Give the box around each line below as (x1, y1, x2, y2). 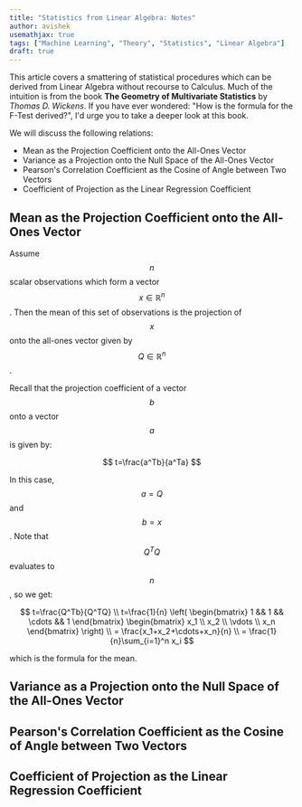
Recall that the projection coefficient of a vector (9, 383, 187, 394)
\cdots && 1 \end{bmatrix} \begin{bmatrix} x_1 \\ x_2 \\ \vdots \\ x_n (28, 616, 276, 627)
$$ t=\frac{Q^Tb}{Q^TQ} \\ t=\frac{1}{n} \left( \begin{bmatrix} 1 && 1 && (19, 606, 285, 617)
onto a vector (9, 411, 60, 422)
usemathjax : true (9, 30, 75, 39)
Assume (9, 248, 41, 259)
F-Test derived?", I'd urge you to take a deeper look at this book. (9, 110, 249, 121)
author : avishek (9, 22, 71, 31)
